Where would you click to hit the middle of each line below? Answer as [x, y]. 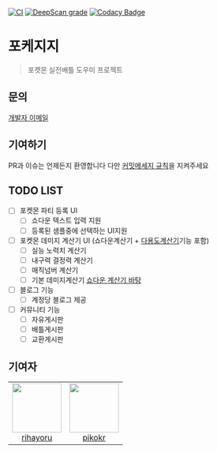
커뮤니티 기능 [40, 309]
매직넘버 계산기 [55, 270]
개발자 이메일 [28, 118]
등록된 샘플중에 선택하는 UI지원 [79, 230]
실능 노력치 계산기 [59, 250]
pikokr [94, 438]
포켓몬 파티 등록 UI [48, 211]
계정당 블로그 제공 [59, 299]
